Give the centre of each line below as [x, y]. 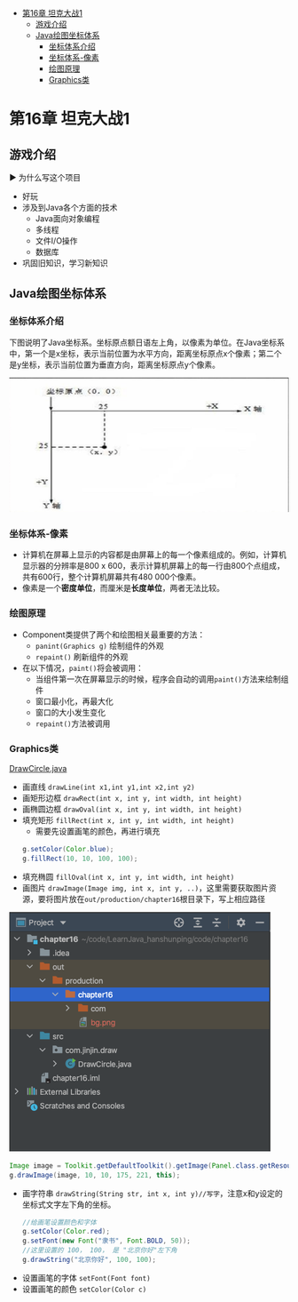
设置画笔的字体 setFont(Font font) [86, 1277]
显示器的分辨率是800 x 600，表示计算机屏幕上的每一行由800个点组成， [153, 566]
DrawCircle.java [38, 769]
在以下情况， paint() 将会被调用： [82, 667]
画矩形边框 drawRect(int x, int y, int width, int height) [132, 798]
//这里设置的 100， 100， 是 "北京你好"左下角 [99, 1250]
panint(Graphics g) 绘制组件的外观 [99, 645]
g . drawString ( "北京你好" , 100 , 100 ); [89, 1260]
